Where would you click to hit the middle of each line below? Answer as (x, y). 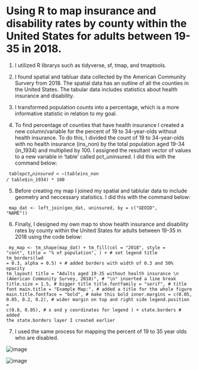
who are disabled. (36, 338)
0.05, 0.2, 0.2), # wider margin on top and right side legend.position (98, 300)
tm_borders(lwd (25, 258)
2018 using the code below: (49, 237)
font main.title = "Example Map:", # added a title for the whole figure (99, 289)
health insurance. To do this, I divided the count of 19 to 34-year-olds (100, 137)
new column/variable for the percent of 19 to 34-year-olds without (95, 131)
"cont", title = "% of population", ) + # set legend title (82, 253)
